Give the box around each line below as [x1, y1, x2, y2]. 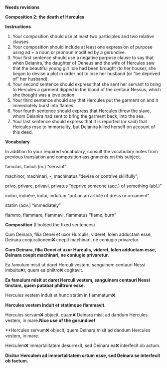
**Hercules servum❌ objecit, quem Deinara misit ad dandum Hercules [5, 327, 151, 333]
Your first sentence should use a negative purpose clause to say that [12, 55, 154, 61]
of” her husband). [12, 76, 49, 82]
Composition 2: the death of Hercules [5, 14, 85, 20]
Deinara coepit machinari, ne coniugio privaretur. [5, 252, 109, 258]
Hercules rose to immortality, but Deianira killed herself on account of [12, 124, 156, 130]
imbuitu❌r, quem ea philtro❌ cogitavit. [5, 267, 84, 273]
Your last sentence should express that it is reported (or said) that [12, 119, 148, 124]
